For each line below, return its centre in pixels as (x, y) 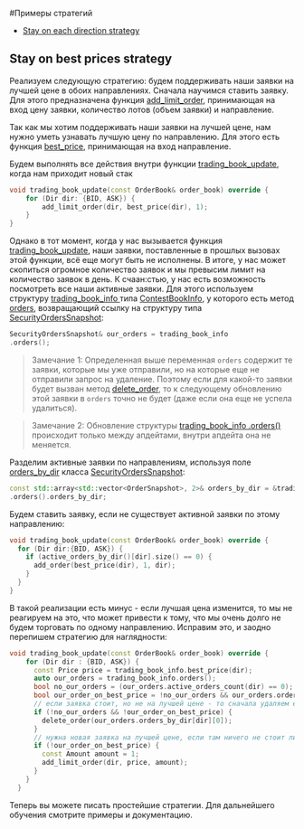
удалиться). (54, 408)
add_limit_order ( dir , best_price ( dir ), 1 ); (125, 207)
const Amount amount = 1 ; (91, 754)
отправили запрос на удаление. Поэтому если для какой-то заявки (162, 379)
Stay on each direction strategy (81, 30)
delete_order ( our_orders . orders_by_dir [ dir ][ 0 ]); (137, 721)
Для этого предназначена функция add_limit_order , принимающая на (142, 99)
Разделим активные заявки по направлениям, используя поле (130, 462)
